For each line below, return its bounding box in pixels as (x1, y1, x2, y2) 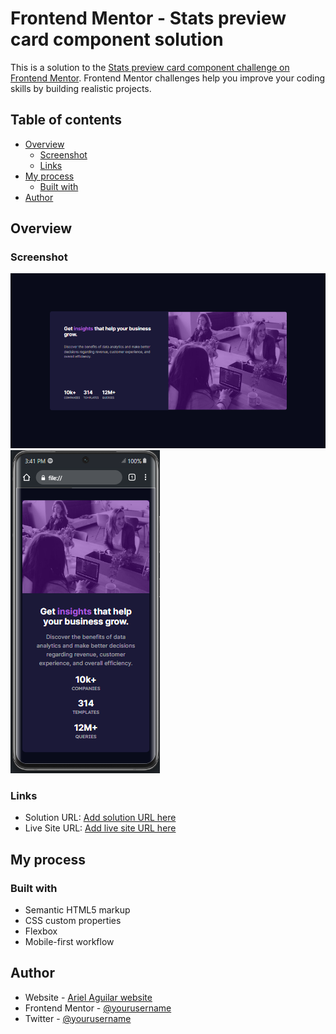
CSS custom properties (24, 914, 122, 926)
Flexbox (24, 925, 58, 937)
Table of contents (10, 112, 122, 129)
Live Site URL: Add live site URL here (24, 822, 177, 834)
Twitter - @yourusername (24, 1012, 132, 1024)
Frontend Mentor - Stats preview (10, 7, 287, 30)
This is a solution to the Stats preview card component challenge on (10, 61, 290, 73)
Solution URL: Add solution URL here (24, 812, 177, 824)
